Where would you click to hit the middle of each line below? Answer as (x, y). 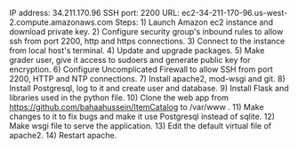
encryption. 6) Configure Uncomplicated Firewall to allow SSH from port (141, 69)
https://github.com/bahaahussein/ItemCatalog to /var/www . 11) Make (137, 107)
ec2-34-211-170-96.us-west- (235, 13)
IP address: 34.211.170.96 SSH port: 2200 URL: (95, 13)
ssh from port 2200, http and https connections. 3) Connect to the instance (147, 41)
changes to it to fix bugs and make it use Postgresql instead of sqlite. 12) (142, 116)
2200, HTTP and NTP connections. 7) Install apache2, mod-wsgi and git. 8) (148, 78)
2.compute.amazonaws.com (61, 22)
